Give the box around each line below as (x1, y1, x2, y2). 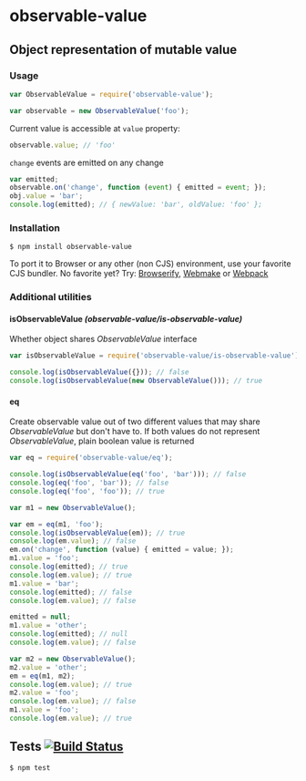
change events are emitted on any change (9, 157, 164, 168)
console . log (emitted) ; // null (9, 630, 128, 639)
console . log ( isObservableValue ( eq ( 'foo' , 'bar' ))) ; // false (9, 470, 247, 479)
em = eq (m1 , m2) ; (9, 672, 76, 681)
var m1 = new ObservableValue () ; (9, 503, 137, 512)
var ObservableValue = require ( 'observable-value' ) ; (9, 89, 214, 99)
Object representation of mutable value (9, 42, 238, 57)
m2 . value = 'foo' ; (9, 688, 79, 698)
